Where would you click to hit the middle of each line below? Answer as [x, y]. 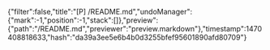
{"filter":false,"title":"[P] [47, 12]
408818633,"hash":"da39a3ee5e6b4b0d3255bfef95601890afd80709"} [127, 37]
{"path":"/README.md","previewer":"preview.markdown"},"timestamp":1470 [135, 29]
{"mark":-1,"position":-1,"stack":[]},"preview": [83, 20]
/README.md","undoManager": [140, 12]
